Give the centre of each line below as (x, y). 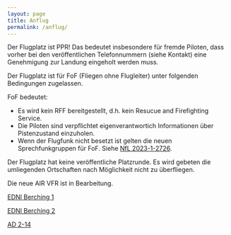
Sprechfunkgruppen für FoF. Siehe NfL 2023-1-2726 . (95, 149)
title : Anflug (28, 21)
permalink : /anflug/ (38, 27)
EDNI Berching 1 (31, 197)
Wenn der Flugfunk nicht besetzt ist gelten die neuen (95, 141)
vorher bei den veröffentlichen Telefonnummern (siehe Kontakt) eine (107, 55)
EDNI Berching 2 (31, 211)
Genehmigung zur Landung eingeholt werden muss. (83, 62)
